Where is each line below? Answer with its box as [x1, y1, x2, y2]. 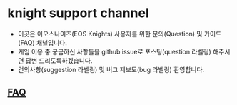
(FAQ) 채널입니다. [17, 38, 68, 47]
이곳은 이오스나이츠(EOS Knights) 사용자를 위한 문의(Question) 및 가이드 [17, 29, 222, 38]
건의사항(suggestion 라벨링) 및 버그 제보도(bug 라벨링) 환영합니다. [17, 65, 205, 74]
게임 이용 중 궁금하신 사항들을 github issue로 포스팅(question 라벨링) [17, 47, 212, 56]
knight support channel [7, 5, 149, 21]
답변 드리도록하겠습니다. [25, 56, 93, 65]
